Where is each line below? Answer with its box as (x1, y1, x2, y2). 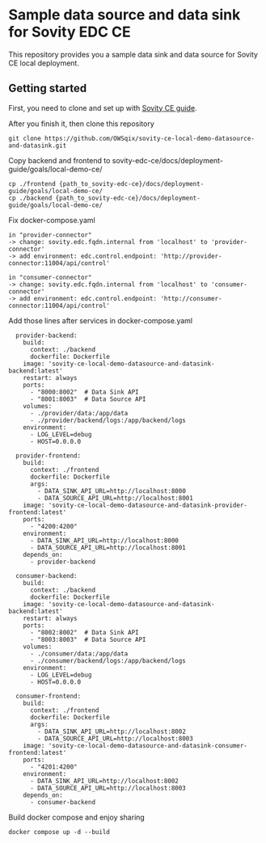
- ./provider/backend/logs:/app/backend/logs (29, 416, 186, 424)
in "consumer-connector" (8, 273, 92, 281)
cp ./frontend (8, 179, 57, 188)
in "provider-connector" (8, 230, 92, 239)
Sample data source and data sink (8, 6, 241, 24)
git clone (8, 134, 42, 142)
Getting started (8, 82, 87, 95)
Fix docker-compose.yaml (8, 215, 95, 225)
